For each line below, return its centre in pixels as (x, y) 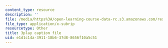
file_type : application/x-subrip (40, 24)
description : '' (22, 14)
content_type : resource (30, 10)
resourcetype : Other (27, 28)
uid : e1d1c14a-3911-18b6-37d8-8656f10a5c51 (51, 38)
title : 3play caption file (33, 33)
